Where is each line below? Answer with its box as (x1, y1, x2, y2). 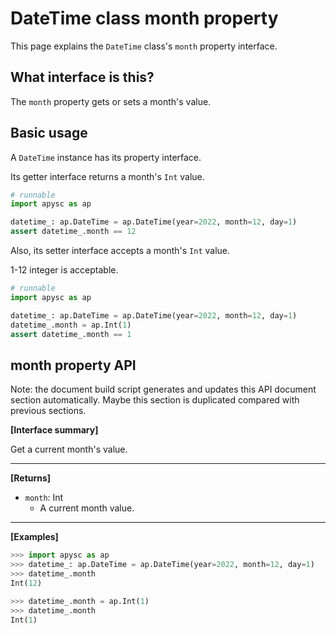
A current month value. (39, 502, 135, 514)
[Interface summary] (10, 424, 99, 436)
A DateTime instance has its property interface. (10, 151, 202, 163)
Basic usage (10, 125, 88, 142)
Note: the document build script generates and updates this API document (10, 383, 317, 396)
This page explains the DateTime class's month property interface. (10, 40, 278, 52)
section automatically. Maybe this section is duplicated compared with (10, 394, 300, 406)
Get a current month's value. (10, 443, 128, 456)
